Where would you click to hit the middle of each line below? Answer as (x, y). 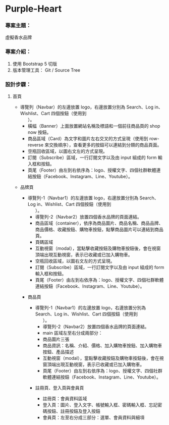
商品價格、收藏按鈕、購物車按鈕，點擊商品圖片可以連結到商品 (99, 230)
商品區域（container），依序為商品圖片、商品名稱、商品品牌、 (99, 223)
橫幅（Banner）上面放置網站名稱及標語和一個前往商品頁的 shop (94, 126)
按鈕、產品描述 (58, 352)
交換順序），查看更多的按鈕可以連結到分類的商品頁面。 (105, 145)
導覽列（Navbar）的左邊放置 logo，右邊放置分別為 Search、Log (87, 107)
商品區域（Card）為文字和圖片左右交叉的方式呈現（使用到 (88, 139)
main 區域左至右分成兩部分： (73, 333)
